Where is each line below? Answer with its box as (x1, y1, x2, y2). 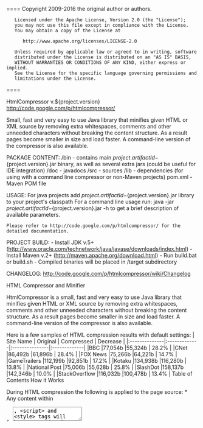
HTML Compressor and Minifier (6, 282, 86, 289)
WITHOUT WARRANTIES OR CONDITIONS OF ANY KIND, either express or (14, 60, 187, 66)
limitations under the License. (14, 75, 97, 82)
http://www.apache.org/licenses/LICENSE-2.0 (22, 38, 137, 44)
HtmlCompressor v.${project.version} (6, 98, 100, 105)
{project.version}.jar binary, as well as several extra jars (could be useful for (6, 161, 196, 167)
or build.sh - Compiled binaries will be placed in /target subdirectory (6, 258, 177, 265)
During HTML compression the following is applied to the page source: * (6, 388, 188, 395)
